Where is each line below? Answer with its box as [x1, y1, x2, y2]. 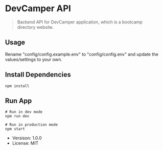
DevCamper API [5, 3, 71, 14]
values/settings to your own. [5, 56, 63, 62]
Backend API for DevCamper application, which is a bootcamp [17, 19, 143, 25]
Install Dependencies [5, 71, 71, 79]
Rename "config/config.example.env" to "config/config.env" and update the [5, 51, 159, 57]
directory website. [17, 24, 54, 30]
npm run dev [5, 114, 29, 119]
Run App [5, 96, 32, 105]
